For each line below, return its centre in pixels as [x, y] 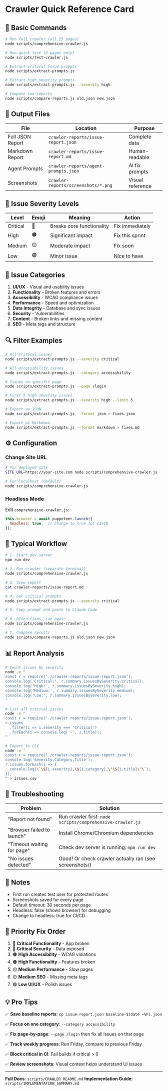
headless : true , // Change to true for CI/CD [59, 523]
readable [139, 157]
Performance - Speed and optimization [53, 303]
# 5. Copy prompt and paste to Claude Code [51, 610]
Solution [109, 808]
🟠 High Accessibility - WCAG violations [54, 954]
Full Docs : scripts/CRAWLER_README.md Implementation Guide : [69, 1078]
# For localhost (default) [33, 481]
